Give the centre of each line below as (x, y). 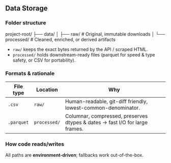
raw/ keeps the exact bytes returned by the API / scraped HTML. (80, 49)
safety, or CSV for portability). (44, 60)
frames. (75, 128)
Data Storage (26, 8)
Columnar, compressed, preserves (107, 116)
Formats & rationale (30, 73)
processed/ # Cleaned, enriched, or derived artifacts (60, 39)
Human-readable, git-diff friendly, (107, 101)
